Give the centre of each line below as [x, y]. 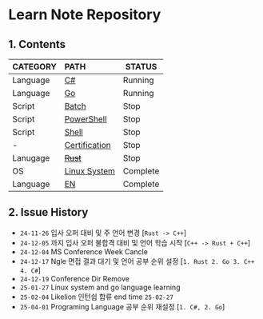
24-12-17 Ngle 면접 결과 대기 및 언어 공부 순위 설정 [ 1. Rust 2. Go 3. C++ [137, 261]
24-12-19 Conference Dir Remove [75, 278]
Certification [88, 145]
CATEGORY [35, 67]
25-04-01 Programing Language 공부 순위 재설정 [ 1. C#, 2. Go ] [122, 306]
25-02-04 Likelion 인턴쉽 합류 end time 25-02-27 [97, 297]
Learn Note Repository [85, 15]
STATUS [141, 67]
